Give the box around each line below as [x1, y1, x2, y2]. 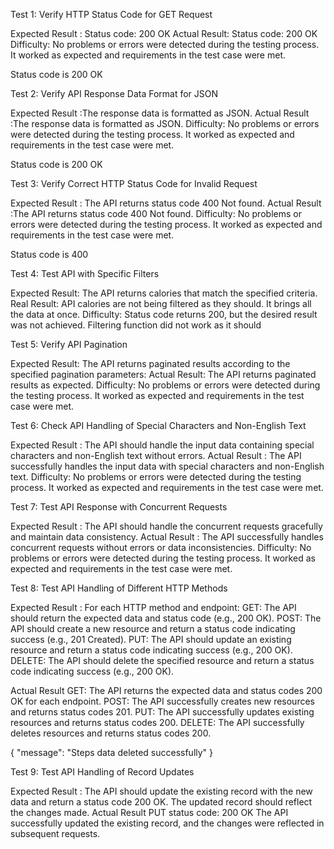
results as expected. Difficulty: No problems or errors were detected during [10, 379, 321, 391]
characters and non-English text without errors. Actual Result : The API [10, 450, 302, 461]
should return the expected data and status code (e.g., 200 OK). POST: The [10, 612, 322, 624]
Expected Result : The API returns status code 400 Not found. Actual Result [10, 197, 322, 209]
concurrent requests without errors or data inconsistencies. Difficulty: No [10, 542, 312, 553]
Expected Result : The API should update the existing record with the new [10, 785, 313, 797]
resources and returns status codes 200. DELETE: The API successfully [10, 717, 305, 728]
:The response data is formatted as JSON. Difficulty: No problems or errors [10, 118, 320, 129]
